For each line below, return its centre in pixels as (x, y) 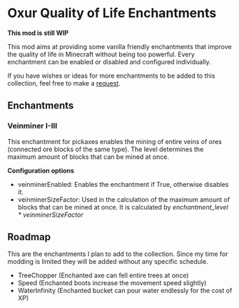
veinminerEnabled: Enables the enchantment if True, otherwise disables (123, 184)
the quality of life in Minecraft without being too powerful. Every (101, 54)
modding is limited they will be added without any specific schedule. (108, 262)
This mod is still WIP (38, 33)
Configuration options (41, 170)
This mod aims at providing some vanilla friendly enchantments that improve (119, 46)
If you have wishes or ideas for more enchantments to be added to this (111, 76)
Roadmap (29, 237)
